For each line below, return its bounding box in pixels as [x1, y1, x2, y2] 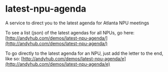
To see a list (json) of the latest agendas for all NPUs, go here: [5, 29, 135, 35]
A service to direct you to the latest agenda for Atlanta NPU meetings [5, 20, 149, 26]
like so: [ [5, 55, 23, 61]
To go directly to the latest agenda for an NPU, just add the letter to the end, [5, 50, 163, 56]
